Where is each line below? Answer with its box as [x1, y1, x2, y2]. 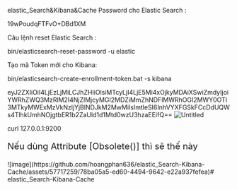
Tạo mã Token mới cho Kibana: [7, 61, 98, 69]
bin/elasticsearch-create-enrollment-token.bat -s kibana [7, 74, 172, 83]
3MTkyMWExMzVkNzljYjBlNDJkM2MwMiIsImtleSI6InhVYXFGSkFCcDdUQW [7, 103, 230, 112]
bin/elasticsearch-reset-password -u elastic [7, 47, 136, 55]
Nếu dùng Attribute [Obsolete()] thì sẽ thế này [7, 141, 198, 152]
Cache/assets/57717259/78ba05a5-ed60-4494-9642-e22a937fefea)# [7, 167, 214, 176]
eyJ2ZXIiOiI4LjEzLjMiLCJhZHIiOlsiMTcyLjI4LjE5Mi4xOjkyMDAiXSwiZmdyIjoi [7, 88, 229, 96]
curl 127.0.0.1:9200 [7, 124, 62, 133]
